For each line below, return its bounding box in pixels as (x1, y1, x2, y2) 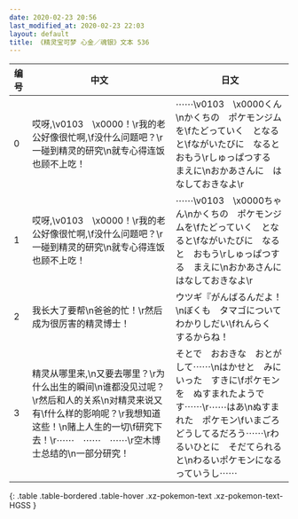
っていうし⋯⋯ (176, 468, 238, 480)
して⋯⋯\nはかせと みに (176, 361, 282, 374)
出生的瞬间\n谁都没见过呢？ (50, 381, 166, 393)
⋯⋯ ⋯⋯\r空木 (82, 434, 153, 446)
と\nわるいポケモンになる (176, 454, 282, 467)
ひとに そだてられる (193, 441, 282, 453)
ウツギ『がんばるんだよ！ (176, 291, 283, 303)
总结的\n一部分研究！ (41, 447, 130, 460)
